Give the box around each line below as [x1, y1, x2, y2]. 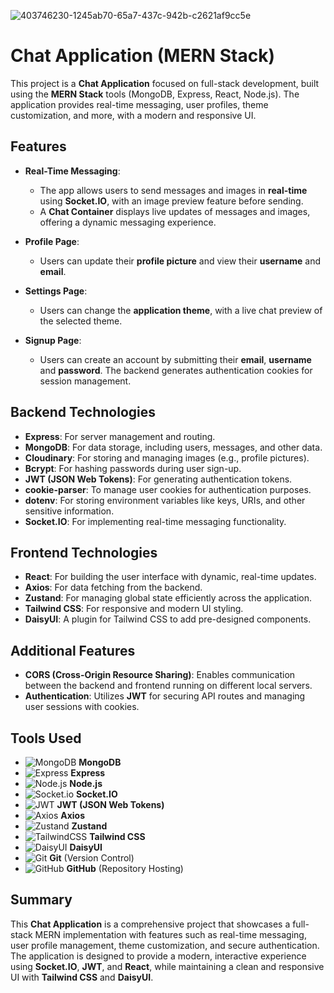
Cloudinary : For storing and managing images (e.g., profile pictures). [24, 451, 310, 464]
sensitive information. [24, 505, 115, 517]
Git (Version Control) [49, 852, 135, 864]
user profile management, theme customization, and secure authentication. [10, 939, 320, 951]
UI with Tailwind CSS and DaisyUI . [10, 971, 154, 983]
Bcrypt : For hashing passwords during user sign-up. [24, 462, 242, 474]
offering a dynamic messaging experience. [39, 216, 217, 228]
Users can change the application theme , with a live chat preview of [39, 304, 323, 316]
